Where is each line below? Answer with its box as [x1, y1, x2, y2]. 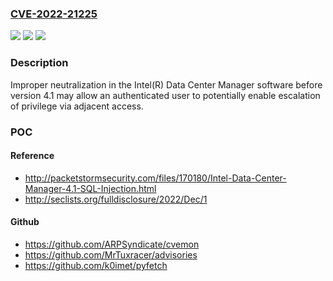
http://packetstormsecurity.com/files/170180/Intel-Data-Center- [24, 172, 287, 184]
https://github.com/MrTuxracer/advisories [24, 248, 198, 261]
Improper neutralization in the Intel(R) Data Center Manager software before [10, 78, 323, 91]
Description [10, 56, 69, 70]
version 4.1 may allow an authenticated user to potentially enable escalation [10, 89, 321, 101]
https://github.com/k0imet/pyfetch [24, 259, 168, 271]
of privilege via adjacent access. [10, 100, 144, 112]
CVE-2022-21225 [10, 7, 98, 21]
